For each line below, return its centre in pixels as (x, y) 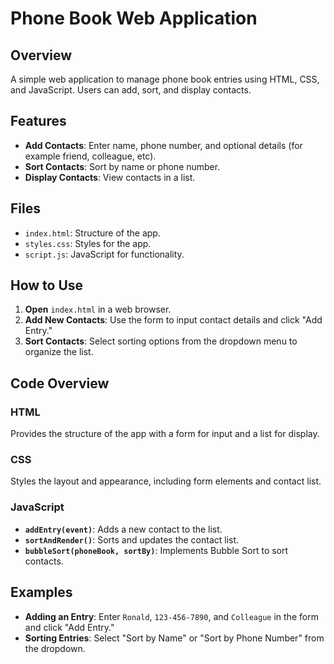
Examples (41, 592)
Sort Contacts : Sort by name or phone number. (122, 166)
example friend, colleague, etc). (90, 156)
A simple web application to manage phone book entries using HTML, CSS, (165, 79)
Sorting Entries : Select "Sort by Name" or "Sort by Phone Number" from (174, 638)
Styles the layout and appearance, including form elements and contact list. (166, 481)
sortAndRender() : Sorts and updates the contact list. (132, 539)
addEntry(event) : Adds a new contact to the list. (123, 529)
